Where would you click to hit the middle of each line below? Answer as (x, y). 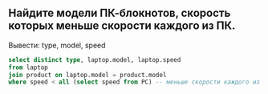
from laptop (28, 67)
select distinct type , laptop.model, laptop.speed (95, 59)
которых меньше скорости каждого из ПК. (122, 26)
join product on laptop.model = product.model (87, 75)
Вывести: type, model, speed (57, 45)
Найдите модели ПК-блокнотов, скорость (120, 13)
